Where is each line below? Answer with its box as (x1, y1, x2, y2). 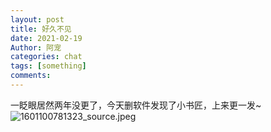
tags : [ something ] (10, 61, 87, 71)
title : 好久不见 (10, 24, 72, 34)
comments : (10, 71, 52, 81)
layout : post (10, 14, 65, 25)
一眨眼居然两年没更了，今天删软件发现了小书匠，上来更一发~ (10, 99, 262, 111)
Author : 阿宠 (10, 42, 62, 53)
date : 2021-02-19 (10, 33, 83, 43)
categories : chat (10, 52, 83, 62)
